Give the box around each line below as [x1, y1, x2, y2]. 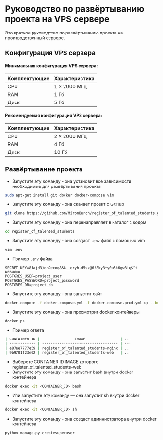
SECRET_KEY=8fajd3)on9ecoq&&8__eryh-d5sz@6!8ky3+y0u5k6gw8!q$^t [5, 266, 138, 271]
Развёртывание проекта [5, 165, 83, 173]
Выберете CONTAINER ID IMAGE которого [12, 359, 98, 365]
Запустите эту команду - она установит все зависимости [12, 178, 132, 184]
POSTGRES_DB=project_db [5, 283, 53, 288]
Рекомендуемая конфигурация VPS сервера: [5, 113, 103, 118]
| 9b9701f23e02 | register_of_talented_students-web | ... [5, 350, 131, 355]
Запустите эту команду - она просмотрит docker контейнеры [12, 309, 140, 315]
